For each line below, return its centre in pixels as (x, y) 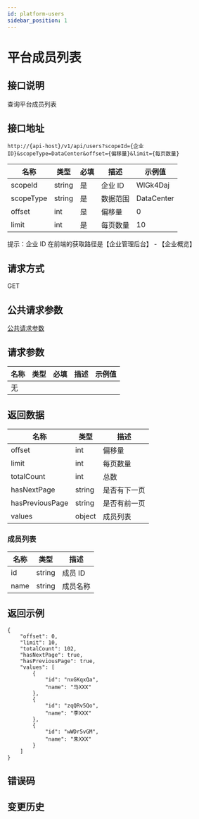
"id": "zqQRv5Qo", (72, 705)
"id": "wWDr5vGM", (72, 732)
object (85, 516)
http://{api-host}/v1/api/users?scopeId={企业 (76, 146)
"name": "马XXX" (68, 687)
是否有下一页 (124, 490)
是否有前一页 (124, 503)
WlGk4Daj (153, 186)
